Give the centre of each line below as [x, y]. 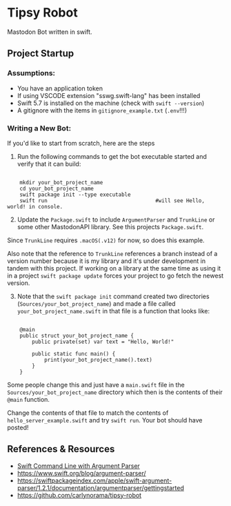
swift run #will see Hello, [112, 201]
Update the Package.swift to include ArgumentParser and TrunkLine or [116, 220]
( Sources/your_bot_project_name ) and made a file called [96, 303]
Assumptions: [31, 73]
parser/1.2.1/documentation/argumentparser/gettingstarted [100, 487]
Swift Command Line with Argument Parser [78, 466]
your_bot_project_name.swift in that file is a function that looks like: [113, 311]
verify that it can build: [49, 164]
